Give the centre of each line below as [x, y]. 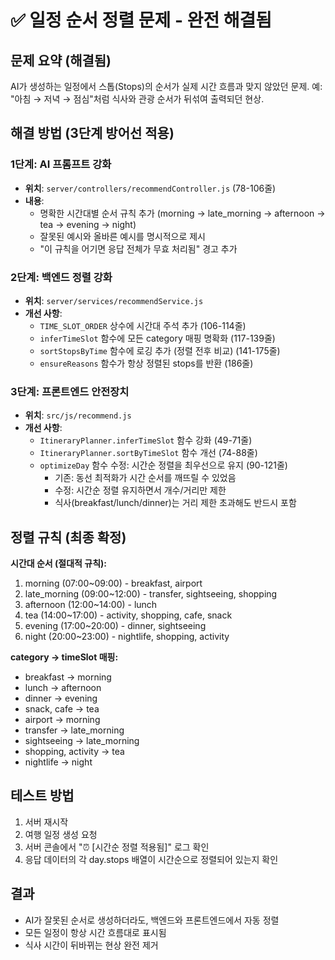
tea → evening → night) [88, 224]
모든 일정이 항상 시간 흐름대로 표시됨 [95, 932]
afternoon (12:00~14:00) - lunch [91, 605]
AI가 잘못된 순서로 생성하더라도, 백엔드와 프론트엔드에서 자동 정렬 [152, 920]
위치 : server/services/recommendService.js [114, 300]
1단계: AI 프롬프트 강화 [61, 164]
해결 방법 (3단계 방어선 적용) [92, 133]
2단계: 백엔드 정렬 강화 [61, 277]
